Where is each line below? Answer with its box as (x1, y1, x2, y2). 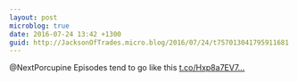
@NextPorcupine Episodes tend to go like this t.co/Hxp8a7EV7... (9, 62, 245, 73)
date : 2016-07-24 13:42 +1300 (9, 29, 122, 38)
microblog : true (9, 21, 70, 30)
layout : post (9, 12, 58, 22)
